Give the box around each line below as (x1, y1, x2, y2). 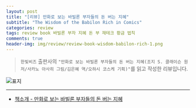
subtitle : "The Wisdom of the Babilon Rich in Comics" (6, 19, 142, 25)
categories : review (6, 25, 54, 31)
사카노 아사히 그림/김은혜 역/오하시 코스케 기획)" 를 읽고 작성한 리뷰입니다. (27, 65, 188, 72)
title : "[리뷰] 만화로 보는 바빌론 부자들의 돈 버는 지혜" (6, 14, 129, 20)
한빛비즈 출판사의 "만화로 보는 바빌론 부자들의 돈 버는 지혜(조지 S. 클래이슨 (20, 58, 182, 65)
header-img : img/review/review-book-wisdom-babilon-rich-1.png (6, 41, 163, 47)
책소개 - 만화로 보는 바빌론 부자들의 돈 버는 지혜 (14, 95, 123, 102)
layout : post (6, 8, 38, 15)
